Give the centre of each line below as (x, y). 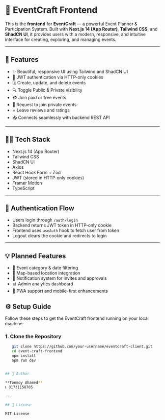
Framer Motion (27, 183)
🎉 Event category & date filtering (45, 268)
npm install (24, 356)
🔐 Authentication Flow (40, 208)
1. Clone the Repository (33, 336)
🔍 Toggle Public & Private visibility (47, 90)
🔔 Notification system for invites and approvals (59, 278)
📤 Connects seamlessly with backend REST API (61, 117)
